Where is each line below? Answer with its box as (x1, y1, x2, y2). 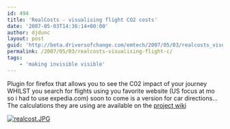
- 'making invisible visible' (19, 61, 106, 68)
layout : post (7, 35, 44, 42)
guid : (7, 42, 23, 48)
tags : (7, 55, 23, 61)
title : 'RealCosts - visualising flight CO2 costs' (7, 16, 157, 23)
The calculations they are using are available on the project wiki (7, 101, 187, 109)
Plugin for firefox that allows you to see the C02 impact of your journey (7, 79, 207, 87)
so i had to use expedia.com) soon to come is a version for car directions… (7, 94, 218, 102)
